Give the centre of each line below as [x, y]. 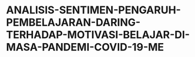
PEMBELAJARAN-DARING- [73, 22]
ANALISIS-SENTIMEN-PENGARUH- [93, 10]
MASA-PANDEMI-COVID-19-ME [85, 47]
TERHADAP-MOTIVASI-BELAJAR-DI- [98, 35]
